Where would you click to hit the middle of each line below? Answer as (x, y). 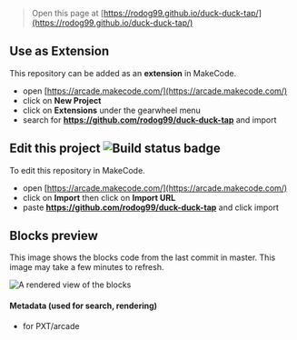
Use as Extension (59, 51)
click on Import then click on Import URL (99, 197)
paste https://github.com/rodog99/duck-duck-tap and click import (151, 207)
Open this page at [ (68, 13)
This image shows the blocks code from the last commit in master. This (143, 257)
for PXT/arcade (51, 325)
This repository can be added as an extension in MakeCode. (123, 73)
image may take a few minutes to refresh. (87, 267)
